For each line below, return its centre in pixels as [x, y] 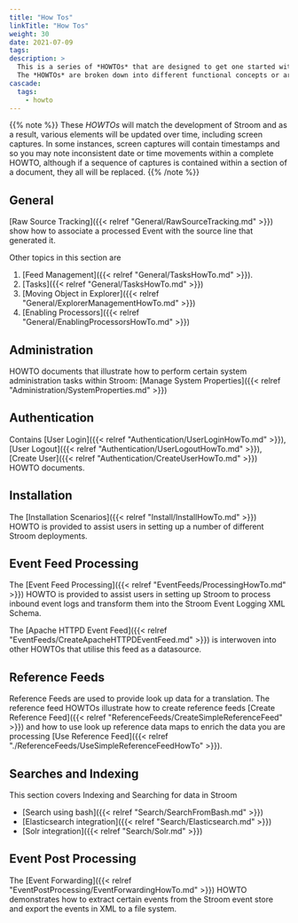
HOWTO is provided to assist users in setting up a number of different [137, 526]
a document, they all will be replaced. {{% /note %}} [104, 172]
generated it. [32, 241]
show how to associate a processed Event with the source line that [131, 231]
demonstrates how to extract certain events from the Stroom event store [141, 899]
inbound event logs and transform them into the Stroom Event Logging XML [147, 603]
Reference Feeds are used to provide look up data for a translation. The [140, 698]
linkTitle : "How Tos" [49, 26]
